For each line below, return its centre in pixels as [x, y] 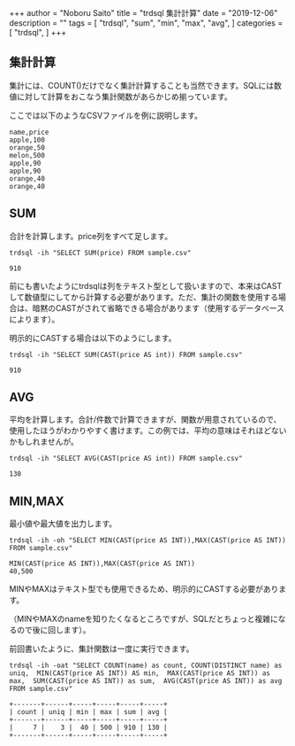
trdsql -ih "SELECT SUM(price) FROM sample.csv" [100, 253]
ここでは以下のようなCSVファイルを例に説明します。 [106, 115]
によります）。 [34, 319]
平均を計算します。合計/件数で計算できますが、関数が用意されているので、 [145, 420]
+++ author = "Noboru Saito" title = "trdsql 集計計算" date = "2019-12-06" [144, 13]
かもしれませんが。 [44, 442]
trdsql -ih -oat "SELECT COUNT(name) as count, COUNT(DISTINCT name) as [146, 666]
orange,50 [27, 148]
